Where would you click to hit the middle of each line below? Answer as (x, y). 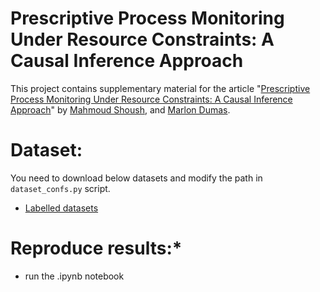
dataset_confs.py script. (60, 188)
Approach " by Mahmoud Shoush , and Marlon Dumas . (120, 109)
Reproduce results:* (96, 248)
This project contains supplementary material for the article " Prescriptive (160, 88)
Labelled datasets (61, 208)
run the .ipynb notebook (74, 276)
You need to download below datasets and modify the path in (136, 178)
